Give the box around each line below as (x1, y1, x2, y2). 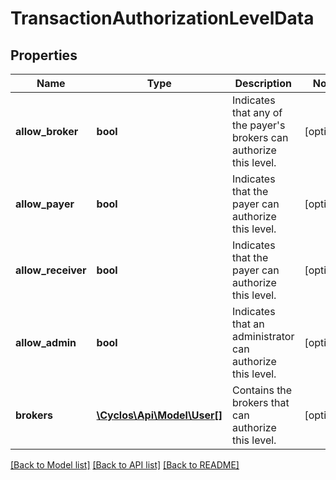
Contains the (232, 383, 293, 397)
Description (234, 77, 292, 90)
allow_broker (15, 125, 79, 138)
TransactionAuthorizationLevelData (10, 7, 315, 30)
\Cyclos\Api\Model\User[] (96, 408, 223, 422)
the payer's (232, 118, 286, 132)
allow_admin (15, 336, 77, 349)
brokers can (232, 131, 289, 144)
